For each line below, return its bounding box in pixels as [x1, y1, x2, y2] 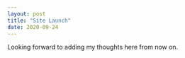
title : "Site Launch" [7, 17, 72, 24]
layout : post [7, 10, 46, 18]
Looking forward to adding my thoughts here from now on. [7, 43, 179, 52]
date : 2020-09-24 [7, 23, 59, 30]
